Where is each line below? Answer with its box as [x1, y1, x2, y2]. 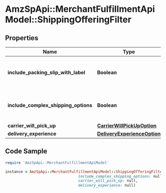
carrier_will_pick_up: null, [78, 178, 138, 184]
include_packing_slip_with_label [7, 69, 85, 76]
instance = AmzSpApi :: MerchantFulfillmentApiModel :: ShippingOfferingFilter [5, 169, 165, 174]
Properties [5, 34, 39, 42]
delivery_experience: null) [78, 183, 136, 188]
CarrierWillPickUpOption [97, 122, 157, 129]
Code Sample [5, 147, 47, 155]
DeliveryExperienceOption [97, 130, 161, 137]
